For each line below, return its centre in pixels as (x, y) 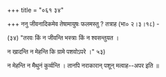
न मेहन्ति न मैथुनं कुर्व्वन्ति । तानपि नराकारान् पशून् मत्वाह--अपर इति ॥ (83, 66)
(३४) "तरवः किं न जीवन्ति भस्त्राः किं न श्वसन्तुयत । (63, 38)
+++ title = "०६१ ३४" (36, 10)
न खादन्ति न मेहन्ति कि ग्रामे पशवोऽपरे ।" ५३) (56, 52)
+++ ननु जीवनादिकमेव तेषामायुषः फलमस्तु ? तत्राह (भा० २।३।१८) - (83, 24)
